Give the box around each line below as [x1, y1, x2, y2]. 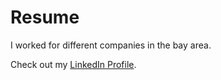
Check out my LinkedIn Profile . [10, 58, 137, 70]
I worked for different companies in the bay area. [10, 39, 212, 51]
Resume [10, 6, 80, 29]
